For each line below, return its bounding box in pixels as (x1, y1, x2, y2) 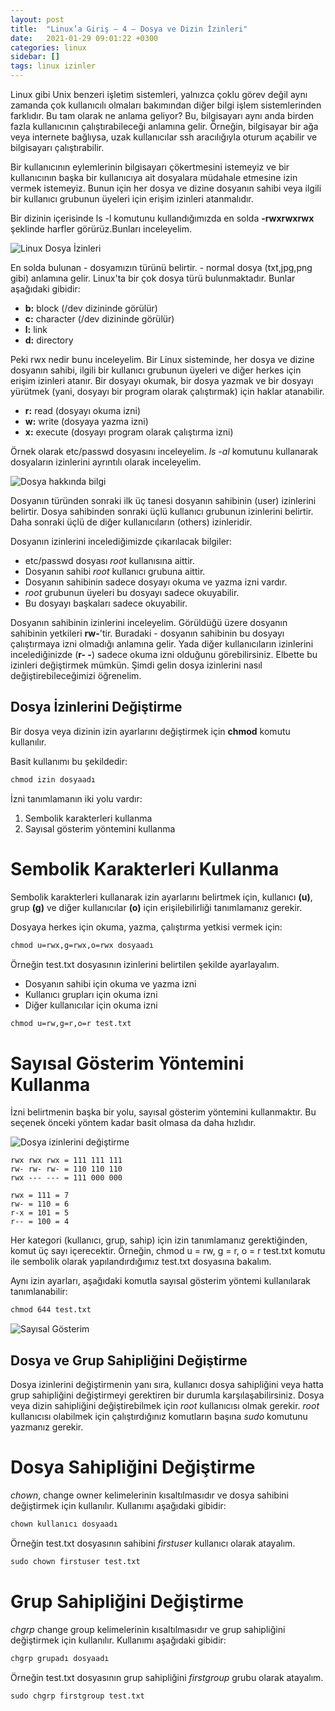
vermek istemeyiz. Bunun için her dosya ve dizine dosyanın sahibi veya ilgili (10, 182, 322, 194)
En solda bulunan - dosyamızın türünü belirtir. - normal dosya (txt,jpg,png (10, 262, 313, 273)
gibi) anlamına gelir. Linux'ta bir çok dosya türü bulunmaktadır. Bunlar (10, 272, 296, 284)
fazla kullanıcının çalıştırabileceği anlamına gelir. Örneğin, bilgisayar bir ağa (10, 121, 319, 132)
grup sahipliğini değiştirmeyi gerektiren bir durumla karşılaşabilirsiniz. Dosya (10, 1389, 325, 1401)
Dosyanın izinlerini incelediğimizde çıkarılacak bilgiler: (10, 536, 233, 547)
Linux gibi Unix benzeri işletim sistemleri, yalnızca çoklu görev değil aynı (10, 89, 308, 100)
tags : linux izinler (10, 61, 97, 71)
